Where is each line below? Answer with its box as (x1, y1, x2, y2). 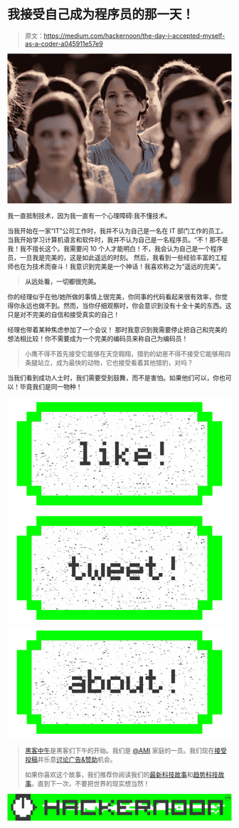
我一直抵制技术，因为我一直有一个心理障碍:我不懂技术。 (7, 211, 172, 219)
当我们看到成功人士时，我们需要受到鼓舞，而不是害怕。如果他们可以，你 (7, 373, 219, 382)
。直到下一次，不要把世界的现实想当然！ (31, 780, 150, 788)
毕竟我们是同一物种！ (19, 382, 83, 390)
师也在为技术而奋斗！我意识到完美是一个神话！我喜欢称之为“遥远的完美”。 (7, 262, 225, 271)
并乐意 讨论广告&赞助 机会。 (37, 755, 117, 764)
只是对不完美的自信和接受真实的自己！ (7, 310, 119, 319)
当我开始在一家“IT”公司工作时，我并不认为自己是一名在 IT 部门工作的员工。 (7, 226, 228, 235)
